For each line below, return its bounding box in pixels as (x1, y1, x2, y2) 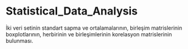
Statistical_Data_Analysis (5, 4, 138, 18)
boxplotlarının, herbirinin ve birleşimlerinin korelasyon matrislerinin (5, 30, 172, 38)
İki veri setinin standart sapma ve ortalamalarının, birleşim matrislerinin (5, 24, 183, 31)
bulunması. (5, 37, 33, 44)
